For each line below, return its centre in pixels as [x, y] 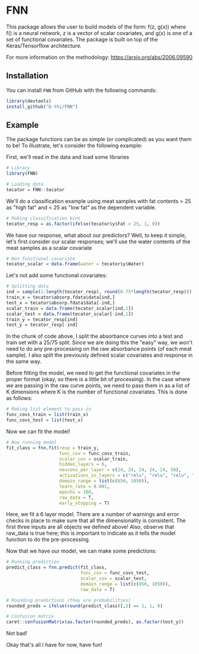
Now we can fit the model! [38, 431]
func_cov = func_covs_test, [115, 573]
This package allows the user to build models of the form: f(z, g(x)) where [96, 27]
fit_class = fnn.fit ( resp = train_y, [53, 448]
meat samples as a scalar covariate [49, 247]
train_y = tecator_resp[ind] [42, 319]
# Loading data [25, 185]
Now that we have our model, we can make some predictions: [81, 551]
